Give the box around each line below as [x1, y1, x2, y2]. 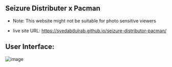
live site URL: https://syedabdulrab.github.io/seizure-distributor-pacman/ [12, 28, 167, 34]
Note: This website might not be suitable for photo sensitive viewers [12, 17, 156, 24]
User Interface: [5, 42, 55, 51]
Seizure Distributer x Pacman [5, 4, 101, 13]
